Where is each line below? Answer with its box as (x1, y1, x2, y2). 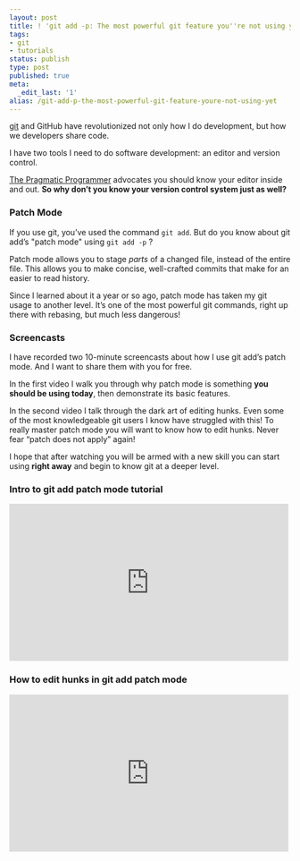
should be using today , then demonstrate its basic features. (9, 388, 230, 398)
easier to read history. (9, 272, 90, 283)
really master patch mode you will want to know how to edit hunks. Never (9, 424, 279, 435)
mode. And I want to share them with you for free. (9, 361, 193, 371)
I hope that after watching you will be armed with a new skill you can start (9, 451, 280, 462)
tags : (9, 30, 29, 38)
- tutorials (9, 47, 54, 55)
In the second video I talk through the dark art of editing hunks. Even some (9, 405, 284, 416)
